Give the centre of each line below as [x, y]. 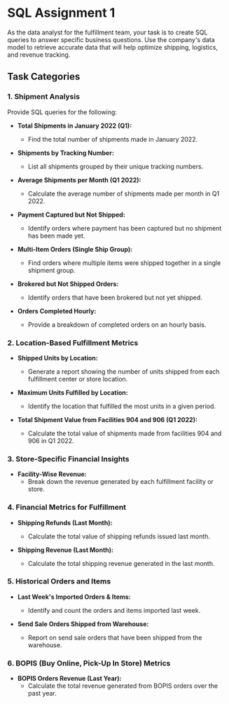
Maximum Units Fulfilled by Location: [72, 392]
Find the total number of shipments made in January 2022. [113, 139]
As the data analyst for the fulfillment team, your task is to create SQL [107, 32]
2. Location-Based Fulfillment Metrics [73, 343]
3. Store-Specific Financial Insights [68, 459]
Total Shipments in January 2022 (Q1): [75, 126]
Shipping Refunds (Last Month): [65, 522]
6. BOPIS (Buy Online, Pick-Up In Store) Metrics [89, 663]
